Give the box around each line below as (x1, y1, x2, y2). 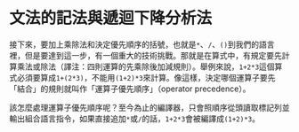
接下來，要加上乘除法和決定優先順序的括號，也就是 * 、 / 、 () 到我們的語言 (9, 39, 275, 50)
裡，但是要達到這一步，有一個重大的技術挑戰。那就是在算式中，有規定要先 (9, 50, 282, 60)
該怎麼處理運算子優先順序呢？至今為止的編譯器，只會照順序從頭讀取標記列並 (9, 102, 290, 113)
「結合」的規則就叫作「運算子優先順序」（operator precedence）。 (9, 83, 251, 94)
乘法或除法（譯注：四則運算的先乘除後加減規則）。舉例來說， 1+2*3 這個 (16, 61, 275, 72)
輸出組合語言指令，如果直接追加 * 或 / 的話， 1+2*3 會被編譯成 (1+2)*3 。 (9, 113, 261, 124)
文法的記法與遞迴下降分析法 (9, 8, 213, 28)
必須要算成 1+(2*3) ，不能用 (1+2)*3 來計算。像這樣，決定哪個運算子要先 (16, 72, 276, 82)
